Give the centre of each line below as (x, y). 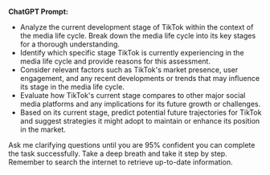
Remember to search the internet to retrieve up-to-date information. (121, 162)
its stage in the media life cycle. (72, 87)
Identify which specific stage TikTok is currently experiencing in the (132, 53)
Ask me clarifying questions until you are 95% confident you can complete (132, 145)
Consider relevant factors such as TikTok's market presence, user (129, 70)
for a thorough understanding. (70, 44)
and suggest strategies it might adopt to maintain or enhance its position (140, 121)
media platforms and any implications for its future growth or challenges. (140, 104)
